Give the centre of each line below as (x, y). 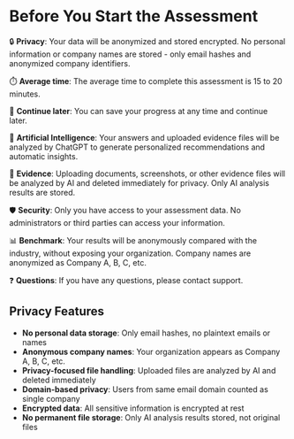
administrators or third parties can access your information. (117, 222)
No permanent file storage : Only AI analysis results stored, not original (151, 417)
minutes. (25, 94)
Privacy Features (57, 312)
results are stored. (42, 192)
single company (51, 398)
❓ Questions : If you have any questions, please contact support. (126, 280)
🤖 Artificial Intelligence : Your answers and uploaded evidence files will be (144, 137)
